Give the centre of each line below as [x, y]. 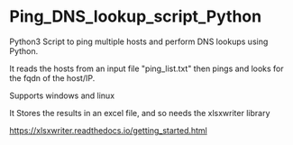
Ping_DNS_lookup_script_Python [136, 17]
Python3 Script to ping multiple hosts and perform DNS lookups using [139, 41]
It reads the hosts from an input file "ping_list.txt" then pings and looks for [146, 68]
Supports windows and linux [62, 95]
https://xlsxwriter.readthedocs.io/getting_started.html [108, 130]
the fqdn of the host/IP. [52, 77]
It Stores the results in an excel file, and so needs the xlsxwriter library [140, 113]
